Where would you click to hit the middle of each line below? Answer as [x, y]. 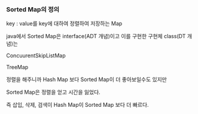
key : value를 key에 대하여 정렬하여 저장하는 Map [64, 24]
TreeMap [17, 67]
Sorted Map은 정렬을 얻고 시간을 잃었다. [53, 92]
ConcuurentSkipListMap [36, 56]
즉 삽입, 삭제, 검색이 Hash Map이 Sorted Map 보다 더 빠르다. [77, 105]
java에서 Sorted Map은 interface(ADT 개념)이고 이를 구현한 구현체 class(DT [96, 36]
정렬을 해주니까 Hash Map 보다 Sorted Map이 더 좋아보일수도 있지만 [87, 79]
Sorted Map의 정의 [33, 9]
